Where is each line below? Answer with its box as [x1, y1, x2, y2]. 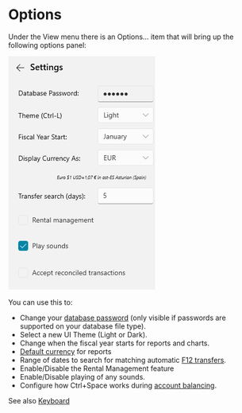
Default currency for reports [19, 346, 112, 356]
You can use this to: [8, 297, 73, 307]
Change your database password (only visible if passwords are [19, 313, 226, 322]
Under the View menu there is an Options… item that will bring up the [8, 32, 234, 41]
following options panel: [8, 40, 87, 49]
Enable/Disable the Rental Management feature [19, 364, 175, 373]
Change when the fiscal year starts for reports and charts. [19, 338, 210, 348]
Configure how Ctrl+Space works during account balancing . [19, 380, 217, 390]
